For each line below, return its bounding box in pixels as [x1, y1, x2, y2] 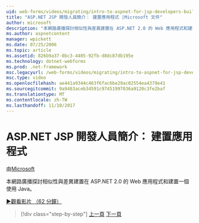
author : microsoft [6, 20, 52, 26]
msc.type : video [6, 75, 46, 81]
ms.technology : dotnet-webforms [6, 58, 86, 64]
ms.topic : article [6, 47, 52, 53]
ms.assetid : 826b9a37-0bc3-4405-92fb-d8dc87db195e [6, 53, 134, 59]
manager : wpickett [6, 36, 52, 42]
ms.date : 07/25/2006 [6, 42, 57, 48]
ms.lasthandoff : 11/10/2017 [6, 102, 76, 109]
